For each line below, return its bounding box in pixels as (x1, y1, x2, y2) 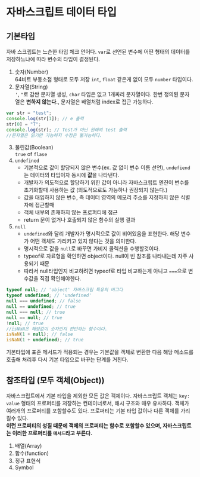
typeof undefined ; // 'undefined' (6, 292, 92, 299)
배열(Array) (14, 442, 42, 449)
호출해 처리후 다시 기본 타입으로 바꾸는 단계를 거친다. (6, 356, 129, 363)
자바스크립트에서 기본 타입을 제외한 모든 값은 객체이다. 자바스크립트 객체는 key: (6, 392, 190, 399)
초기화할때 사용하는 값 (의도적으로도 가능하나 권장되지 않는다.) (23, 186, 168, 194)
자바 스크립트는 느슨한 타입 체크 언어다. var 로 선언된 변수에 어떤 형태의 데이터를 (6, 48, 190, 55)
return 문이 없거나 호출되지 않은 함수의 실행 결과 (23, 216, 136, 224)
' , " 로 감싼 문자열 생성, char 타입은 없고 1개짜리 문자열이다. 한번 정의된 (14, 91, 179, 97)
